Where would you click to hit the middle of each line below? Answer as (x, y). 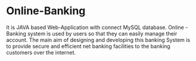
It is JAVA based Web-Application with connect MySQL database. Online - (97, 27)
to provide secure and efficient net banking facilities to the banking (88, 46)
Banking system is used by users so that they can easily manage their (92, 33)
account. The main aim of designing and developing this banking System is (98, 40)
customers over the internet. (41, 52)
